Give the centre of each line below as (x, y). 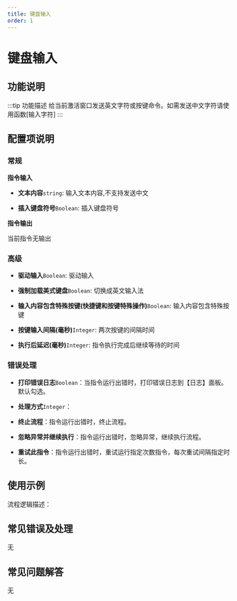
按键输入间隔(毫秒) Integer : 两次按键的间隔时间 (86, 330)
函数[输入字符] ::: (38, 114)
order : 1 (20, 21)
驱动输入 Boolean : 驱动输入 (56, 276)
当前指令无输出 (29, 238)
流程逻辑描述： (29, 504)
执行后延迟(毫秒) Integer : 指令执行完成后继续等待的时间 (99, 345)
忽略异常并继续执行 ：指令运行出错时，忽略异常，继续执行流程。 (111, 437)
